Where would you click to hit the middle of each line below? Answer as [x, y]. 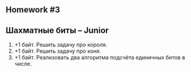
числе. [23, 64]
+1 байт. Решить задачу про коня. [57, 51]
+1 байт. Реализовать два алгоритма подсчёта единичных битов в [100, 58]
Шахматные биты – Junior [57, 30]
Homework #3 [33, 10]
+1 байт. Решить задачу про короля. [61, 45]
